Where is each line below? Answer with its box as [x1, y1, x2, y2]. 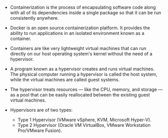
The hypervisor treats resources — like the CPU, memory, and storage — [10, 86, 163, 93]
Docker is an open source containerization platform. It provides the [10, 25, 150, 31]
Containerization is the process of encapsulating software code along [10, 5, 156, 10]
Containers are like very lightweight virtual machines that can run [10, 45, 147, 51]
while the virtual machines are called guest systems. [10, 77, 120, 82]
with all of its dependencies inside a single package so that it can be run [10, 10, 161, 16]
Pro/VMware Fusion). [17, 127, 62, 133]
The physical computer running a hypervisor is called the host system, [10, 71, 157, 77]
